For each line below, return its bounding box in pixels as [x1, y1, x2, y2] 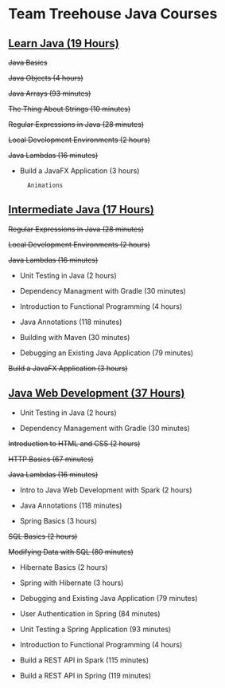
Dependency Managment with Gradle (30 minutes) [19, 286, 187, 295]
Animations [27, 181, 64, 189]
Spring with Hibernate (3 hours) [19, 578, 124, 587]
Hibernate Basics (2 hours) [19, 562, 108, 571]
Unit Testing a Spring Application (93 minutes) [19, 624, 172, 634]
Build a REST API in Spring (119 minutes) [19, 670, 152, 680]
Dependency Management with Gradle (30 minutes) [19, 423, 191, 433]
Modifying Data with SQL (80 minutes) [8, 547, 134, 556]
